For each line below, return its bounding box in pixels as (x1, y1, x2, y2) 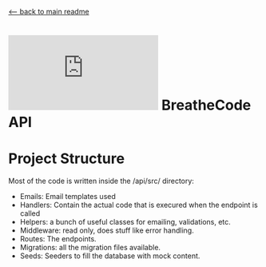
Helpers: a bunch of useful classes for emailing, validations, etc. (19, 217, 232, 227)
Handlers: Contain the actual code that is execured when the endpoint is (19, 200, 258, 210)
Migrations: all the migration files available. (19, 243, 161, 253)
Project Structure (8, 149, 125, 168)
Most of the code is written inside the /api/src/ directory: (8, 176, 194, 186)
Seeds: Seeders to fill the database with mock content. (19, 251, 200, 261)
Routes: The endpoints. (19, 234, 97, 244)
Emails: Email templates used (19, 192, 116, 201)
